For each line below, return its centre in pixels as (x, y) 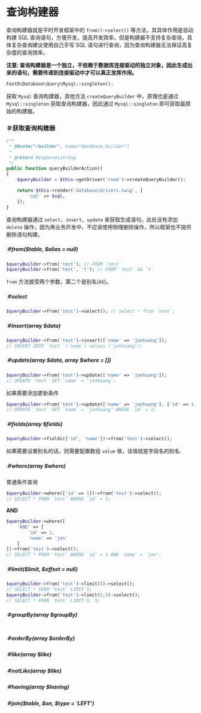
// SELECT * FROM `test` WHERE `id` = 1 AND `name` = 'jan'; (84, 555)
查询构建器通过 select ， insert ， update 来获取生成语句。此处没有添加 (92, 220)
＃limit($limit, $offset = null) (42, 569)
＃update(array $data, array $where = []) (59, 360)
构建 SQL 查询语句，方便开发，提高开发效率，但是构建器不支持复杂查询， (97, 37)
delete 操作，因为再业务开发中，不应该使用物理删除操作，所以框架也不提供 (99, 227)
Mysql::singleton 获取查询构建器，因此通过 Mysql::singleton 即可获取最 (96, 103)
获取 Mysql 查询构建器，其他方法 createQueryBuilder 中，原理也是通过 (92, 96)
